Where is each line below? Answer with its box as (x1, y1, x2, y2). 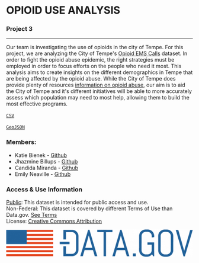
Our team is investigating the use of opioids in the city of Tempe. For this (6, 44, 184, 51)
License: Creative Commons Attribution (6, 217, 102, 225)
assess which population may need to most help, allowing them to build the (6, 94, 190, 101)
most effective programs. (6, 100, 68, 107)
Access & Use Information (6, 185, 83, 193)
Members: (6, 138, 37, 146)
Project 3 (6, 25, 33, 33)
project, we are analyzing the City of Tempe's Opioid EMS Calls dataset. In (6, 50, 188, 57)
